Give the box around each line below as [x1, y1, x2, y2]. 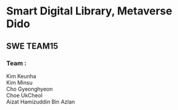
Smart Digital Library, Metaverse [6, 4, 173, 18]
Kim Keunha [6, 72, 36, 79]
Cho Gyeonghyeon [6, 85, 53, 93]
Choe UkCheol [6, 91, 43, 99]
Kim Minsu [6, 79, 33, 86]
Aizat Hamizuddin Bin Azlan [6, 98, 75, 105]
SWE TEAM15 [6, 41, 59, 51]
